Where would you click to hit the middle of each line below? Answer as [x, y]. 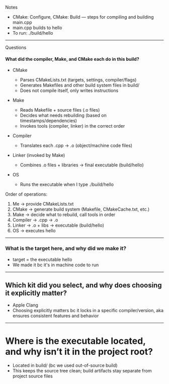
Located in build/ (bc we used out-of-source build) [65, 365]
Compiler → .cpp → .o [35, 220]
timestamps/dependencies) [48, 121]
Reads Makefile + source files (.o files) [60, 110]
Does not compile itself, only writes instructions [69, 90]
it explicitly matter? [36, 293]
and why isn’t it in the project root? [79, 352]
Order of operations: [26, 194]
